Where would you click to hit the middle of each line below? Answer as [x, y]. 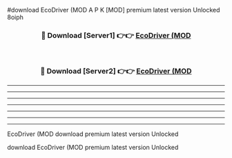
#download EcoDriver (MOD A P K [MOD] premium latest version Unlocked [114, 10]
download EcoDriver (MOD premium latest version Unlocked [93, 147]
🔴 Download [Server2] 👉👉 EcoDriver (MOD [116, 71]
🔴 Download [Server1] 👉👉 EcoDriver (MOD [116, 35]
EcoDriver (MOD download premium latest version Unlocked [93, 134]
